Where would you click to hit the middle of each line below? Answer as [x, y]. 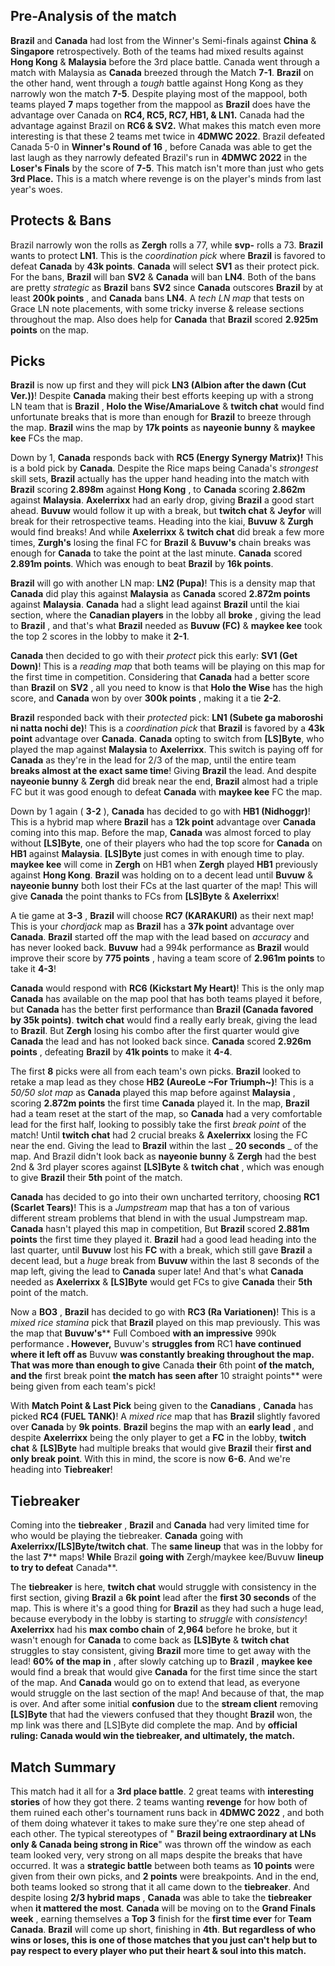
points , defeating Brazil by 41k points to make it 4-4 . [121, 1052]
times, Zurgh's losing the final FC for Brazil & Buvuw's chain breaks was [161, 543]
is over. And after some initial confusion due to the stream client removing [164, 1704]
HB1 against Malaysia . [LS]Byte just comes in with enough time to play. [157, 854]
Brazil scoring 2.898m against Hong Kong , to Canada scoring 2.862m [158, 490]
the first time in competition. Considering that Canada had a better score [160, 677]
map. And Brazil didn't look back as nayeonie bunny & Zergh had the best [163, 1156]
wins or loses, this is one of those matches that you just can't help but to [164, 1940]
